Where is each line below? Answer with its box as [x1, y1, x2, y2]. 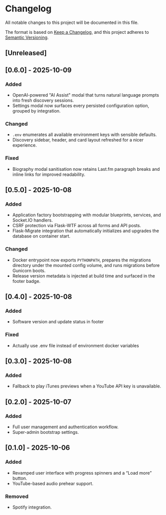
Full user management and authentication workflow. [12, 424, 119, 430]
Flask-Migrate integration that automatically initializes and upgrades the [12, 228, 159, 234]
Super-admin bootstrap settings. [12, 429, 80, 435]
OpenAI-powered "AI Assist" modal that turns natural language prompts [12, 92, 159, 98]
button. [12, 475, 27, 481]
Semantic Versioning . [5, 34, 49, 40]
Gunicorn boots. [12, 267, 46, 273]
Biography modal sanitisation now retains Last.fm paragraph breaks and [12, 166, 160, 172]
